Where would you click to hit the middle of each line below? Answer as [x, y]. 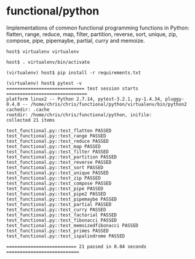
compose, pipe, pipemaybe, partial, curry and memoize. [76, 40]
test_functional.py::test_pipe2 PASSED [56, 194]
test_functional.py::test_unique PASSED [58, 173]
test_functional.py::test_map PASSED [54, 146]
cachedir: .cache [28, 110]
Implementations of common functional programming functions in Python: [98, 28]
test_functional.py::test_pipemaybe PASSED [62, 199]
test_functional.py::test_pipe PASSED [55, 189]
